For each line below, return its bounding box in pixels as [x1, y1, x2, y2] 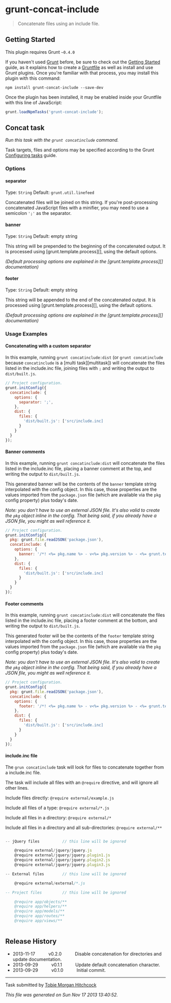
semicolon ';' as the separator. [5, 210, 72, 216]
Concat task [5, 124, 45, 132]
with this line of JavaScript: [5, 99, 63, 105]
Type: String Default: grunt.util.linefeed [5, 189, 95, 195]
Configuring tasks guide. [5, 152, 57, 159]
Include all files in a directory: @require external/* [5, 814, 112, 820]
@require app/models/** [14, 909, 65, 914]
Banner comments [5, 449, 45, 455]
